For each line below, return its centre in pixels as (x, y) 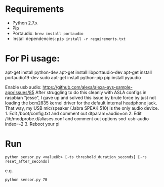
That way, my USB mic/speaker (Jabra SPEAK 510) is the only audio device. (82, 108)
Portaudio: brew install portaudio (48, 33)
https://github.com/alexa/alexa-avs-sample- (88, 87)
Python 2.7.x (25, 23)
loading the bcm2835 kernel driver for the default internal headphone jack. (81, 103)
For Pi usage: (33, 59)
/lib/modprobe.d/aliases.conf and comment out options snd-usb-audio (77, 118)
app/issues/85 (20, 92)
